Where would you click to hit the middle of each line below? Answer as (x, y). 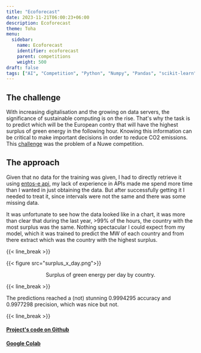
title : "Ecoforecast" (33, 12)
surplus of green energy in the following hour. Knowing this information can (99, 131)
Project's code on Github (38, 330)
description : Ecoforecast (38, 23)
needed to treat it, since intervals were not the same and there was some (96, 196)
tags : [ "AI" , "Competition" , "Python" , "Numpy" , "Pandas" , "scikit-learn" (101, 73)
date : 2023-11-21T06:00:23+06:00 (48, 17)
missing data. (23, 202)
